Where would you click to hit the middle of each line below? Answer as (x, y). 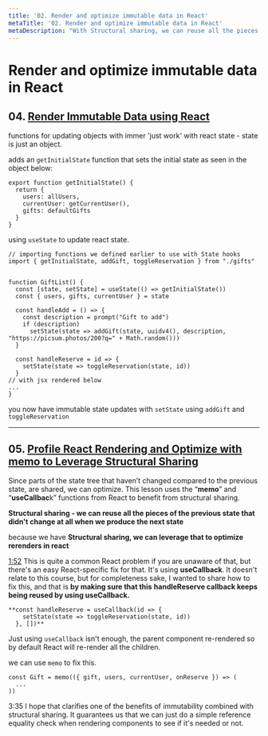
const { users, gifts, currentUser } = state (93, 297)
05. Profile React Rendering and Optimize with (125, 449)
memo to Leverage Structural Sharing (103, 461)
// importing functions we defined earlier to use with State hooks (124, 254)
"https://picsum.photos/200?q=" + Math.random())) (94, 338)
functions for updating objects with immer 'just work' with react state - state (133, 136)
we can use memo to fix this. (53, 663)
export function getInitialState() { (71, 183)
